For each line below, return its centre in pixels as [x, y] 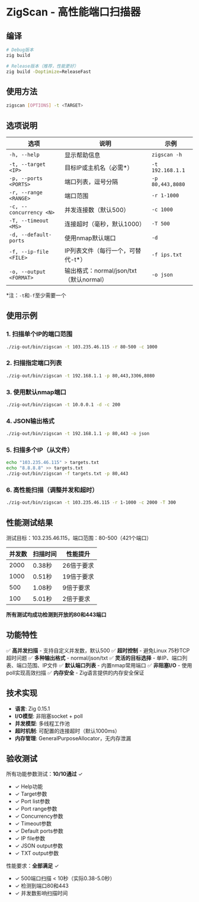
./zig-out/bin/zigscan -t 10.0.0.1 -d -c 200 [63, 405]
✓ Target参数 [31, 794]
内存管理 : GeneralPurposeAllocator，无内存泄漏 [73, 738]
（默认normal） [86, 279]
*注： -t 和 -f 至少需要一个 [36, 295]
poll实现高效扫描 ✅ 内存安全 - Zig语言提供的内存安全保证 [75, 673]
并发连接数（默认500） [97, 210]
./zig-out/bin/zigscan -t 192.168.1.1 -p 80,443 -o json [78, 434]
